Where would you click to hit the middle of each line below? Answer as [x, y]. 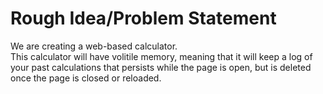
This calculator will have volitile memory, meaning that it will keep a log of [161, 56]
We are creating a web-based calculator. [94, 46]
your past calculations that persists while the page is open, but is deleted [161, 67]
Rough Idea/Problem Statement [143, 18]
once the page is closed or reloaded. [86, 78]
